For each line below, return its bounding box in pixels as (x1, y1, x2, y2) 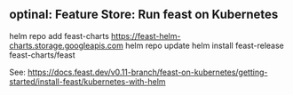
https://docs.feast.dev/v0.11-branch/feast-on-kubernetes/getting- (28, 67, 268, 77)
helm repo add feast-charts (9, 30, 109, 41)
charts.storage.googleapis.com (9, 40, 124, 51)
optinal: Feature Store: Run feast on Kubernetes (9, 7, 279, 22)
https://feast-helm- (110, 30, 181, 41)
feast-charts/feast (9, 49, 75, 60)
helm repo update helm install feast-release (125, 40, 284, 51)
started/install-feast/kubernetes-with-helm (9, 75, 166, 87)
